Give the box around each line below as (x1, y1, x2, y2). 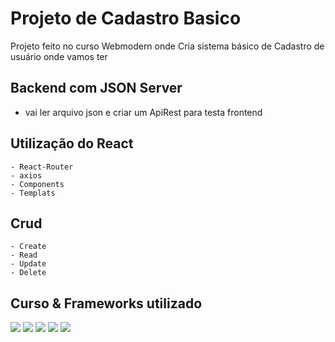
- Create (10, 242, 47, 252)
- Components (10, 179, 65, 189)
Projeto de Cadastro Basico (10, 7, 242, 30)
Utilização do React (10, 135, 134, 152)
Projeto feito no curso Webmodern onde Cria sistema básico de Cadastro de (10, 40, 325, 52)
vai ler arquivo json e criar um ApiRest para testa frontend (24, 106, 263, 118)
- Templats (10, 188, 56, 198)
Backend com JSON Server (10, 80, 183, 97)
